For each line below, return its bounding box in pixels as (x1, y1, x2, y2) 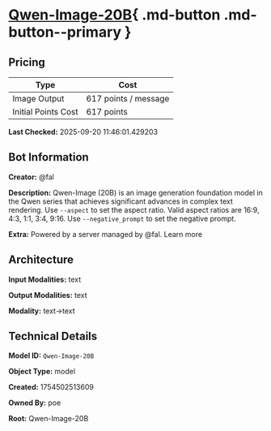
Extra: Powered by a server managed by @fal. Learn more (8, 229, 203, 239)
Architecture (8, 253, 74, 267)
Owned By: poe (8, 398, 61, 407)
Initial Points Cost (12, 106, 78, 117)
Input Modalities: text (8, 274, 82, 284)
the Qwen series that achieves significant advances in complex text (8, 196, 233, 206)
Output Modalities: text (8, 290, 87, 300)
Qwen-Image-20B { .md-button (8, 6, 221, 24)
